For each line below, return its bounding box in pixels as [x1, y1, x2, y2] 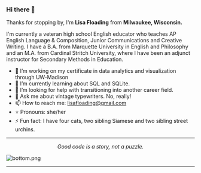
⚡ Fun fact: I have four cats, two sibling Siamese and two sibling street [14, 118, 188, 125]
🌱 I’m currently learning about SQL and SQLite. [14, 80, 130, 87]
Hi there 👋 [6, 5, 36, 14]
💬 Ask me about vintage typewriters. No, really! [14, 92, 132, 100]
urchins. [14, 126, 35, 133]
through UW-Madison [14, 74, 69, 81]
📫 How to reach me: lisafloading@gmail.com [14, 100, 127, 107]
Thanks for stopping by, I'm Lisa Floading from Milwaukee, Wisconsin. [6, 19, 183, 26]
